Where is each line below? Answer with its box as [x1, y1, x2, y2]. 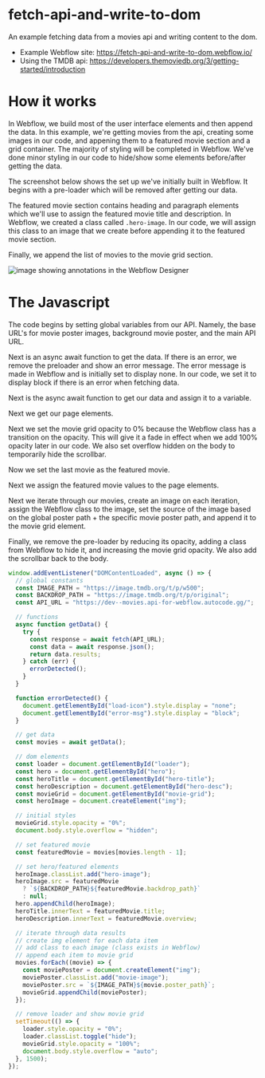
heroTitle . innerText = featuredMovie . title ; [15, 907, 166, 915]
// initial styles [15, 811, 77, 819]
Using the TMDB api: [19, 56, 88, 65]
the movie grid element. [8, 521, 86, 531]
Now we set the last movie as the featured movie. [8, 464, 170, 474]
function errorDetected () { [15, 694, 109, 702]
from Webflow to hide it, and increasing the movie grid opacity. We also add [8, 545, 257, 555]
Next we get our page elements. [8, 409, 114, 418]
